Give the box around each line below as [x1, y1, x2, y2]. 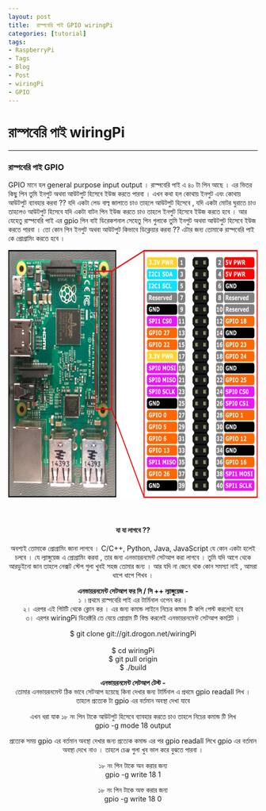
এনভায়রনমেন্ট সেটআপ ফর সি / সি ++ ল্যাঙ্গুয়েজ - [78, 586, 188, 595]
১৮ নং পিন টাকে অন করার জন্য [98, 760, 168, 770]
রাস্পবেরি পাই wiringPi [8, 123, 125, 141]
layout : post [8, 13, 51, 21]
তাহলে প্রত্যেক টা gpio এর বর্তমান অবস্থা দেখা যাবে [76, 695, 190, 705]
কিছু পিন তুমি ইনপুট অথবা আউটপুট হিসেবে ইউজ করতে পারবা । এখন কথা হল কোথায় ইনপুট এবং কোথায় [8, 189, 241, 198]
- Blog [8, 63, 30, 71]
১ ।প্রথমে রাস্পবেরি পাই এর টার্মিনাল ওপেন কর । [78, 595, 188, 605]
